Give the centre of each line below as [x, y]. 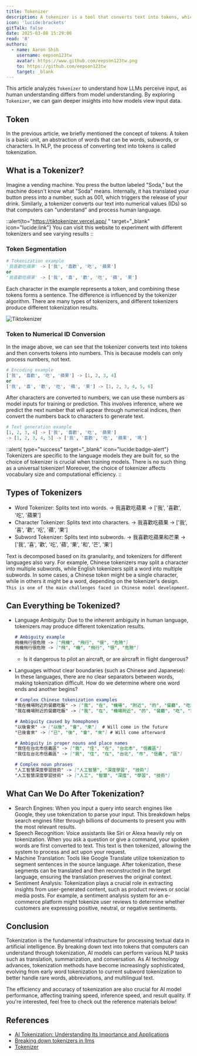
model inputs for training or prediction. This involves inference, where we [94, 404]
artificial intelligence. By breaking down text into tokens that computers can [97, 947]
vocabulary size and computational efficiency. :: [64, 474]
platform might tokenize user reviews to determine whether [113, 901]
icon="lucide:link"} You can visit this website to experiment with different [94, 227]
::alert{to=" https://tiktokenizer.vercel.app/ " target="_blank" [78, 221]
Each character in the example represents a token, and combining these [93, 289]
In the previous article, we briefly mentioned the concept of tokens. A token [97, 133]
